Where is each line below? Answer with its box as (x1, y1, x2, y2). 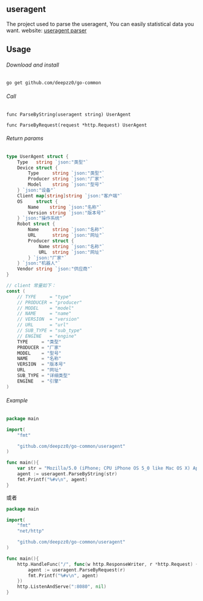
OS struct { (17, 199, 59, 205)
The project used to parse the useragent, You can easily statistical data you (6, 20, 195, 27)
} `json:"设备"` (17, 187, 56, 194)
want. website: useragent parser (6, 27, 87, 34)
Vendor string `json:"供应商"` (17, 266, 93, 272)
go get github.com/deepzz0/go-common (6, 80, 101, 86)
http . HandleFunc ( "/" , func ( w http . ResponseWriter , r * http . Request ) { (17, 561, 199, 567)
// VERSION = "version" (17, 317, 80, 323)
